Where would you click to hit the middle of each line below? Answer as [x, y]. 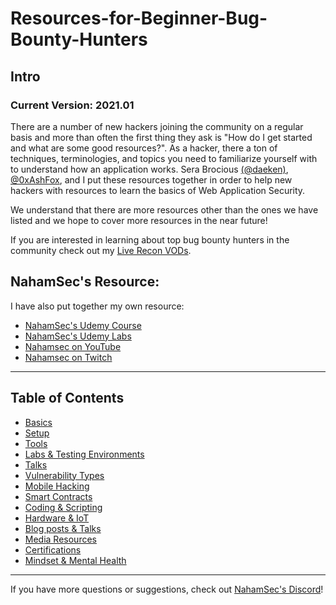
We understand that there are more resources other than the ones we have [164, 209]
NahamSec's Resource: [85, 282]
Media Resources [60, 539]
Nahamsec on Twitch [68, 357]
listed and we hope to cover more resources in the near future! [139, 220]
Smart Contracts [58, 496]
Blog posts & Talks [63, 528]
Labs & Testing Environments [84, 454]
